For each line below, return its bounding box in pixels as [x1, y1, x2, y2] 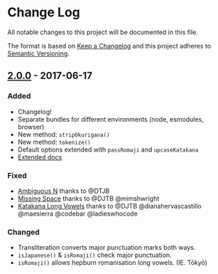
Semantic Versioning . [7, 49, 70, 58]
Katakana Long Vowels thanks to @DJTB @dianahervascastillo [17, 201, 202, 210]
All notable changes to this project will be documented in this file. [7, 28, 199, 36]
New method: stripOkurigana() [17, 130, 110, 139]
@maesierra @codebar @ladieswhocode [17, 209, 138, 218]
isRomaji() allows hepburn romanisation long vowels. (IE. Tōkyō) [17, 258, 208, 267]
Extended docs [17, 152, 62, 161]
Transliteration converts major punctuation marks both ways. [17, 243, 196, 252]
